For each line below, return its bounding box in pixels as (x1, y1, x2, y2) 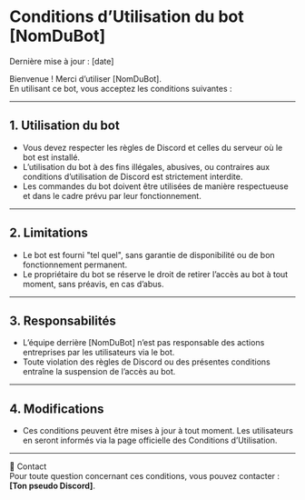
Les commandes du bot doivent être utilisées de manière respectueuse (22, 180, 289, 192)
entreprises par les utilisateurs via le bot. (22, 347, 175, 358)
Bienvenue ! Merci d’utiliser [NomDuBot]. (9, 73, 162, 84)
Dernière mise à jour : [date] (9, 55, 114, 66)
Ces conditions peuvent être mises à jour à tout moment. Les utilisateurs (22, 425, 293, 436)
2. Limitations (9, 225, 89, 241)
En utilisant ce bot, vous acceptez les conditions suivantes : (9, 83, 232, 94)
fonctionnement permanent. (22, 259, 128, 270)
